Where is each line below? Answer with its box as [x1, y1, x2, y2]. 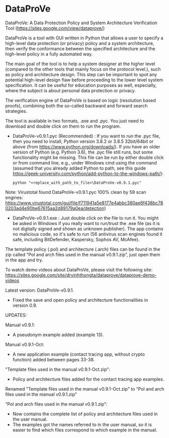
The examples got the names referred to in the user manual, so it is [12, 421, 152, 427]
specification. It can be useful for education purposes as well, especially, [5, 82, 157, 88]
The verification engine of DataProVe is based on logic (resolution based [5, 97, 156, 103]
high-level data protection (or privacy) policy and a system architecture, [5, 40, 155, 46]
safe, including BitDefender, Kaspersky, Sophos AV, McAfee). [12, 236, 140, 242]
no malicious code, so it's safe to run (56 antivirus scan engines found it [12, 231, 162, 237]
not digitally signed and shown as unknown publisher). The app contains [12, 226, 163, 232]
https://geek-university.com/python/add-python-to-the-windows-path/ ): [12, 170, 164, 177]
